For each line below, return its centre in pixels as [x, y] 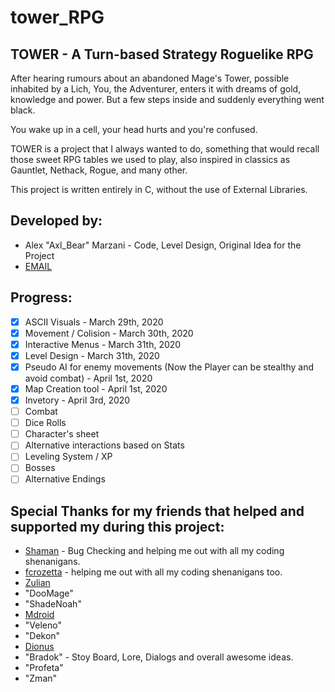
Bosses [40, 468]
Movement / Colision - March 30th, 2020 [109, 333]
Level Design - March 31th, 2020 [92, 355]
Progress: [41, 297]
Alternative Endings [65, 479]
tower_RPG [57, 17]
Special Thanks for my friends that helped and [157, 511]
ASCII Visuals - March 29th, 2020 [94, 322]
